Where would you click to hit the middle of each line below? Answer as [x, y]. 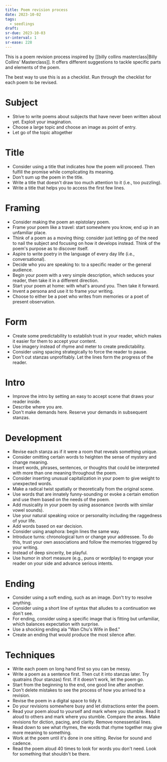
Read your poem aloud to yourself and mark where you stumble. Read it [86, 711]
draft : [12, 29]
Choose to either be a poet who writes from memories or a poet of [81, 296]
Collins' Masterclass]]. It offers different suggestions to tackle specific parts [83, 62]
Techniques [30, 655]
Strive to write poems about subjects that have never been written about [86, 116]
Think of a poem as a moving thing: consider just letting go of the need [85, 238]
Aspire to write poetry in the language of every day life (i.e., [73, 254]
